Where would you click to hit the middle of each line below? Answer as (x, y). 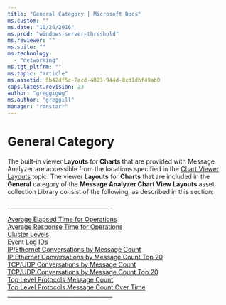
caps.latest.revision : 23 (45, 87)
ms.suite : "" (27, 47)
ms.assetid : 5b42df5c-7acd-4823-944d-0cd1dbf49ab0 (84, 80)
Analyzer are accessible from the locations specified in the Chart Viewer (113, 168)
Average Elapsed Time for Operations (62, 219)
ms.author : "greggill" (41, 100)
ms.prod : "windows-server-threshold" (63, 34)
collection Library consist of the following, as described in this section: (111, 191)
